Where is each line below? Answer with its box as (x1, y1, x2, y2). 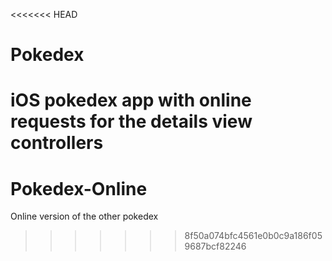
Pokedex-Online (10, 177, 148, 200)
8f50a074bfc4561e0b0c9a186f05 (184, 230, 323, 242)
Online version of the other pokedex (10, 210, 159, 223)
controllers (10, 132, 104, 154)
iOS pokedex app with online (10, 89, 252, 112)
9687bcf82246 (184, 240, 247, 253)
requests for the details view (10, 110, 253, 133)
